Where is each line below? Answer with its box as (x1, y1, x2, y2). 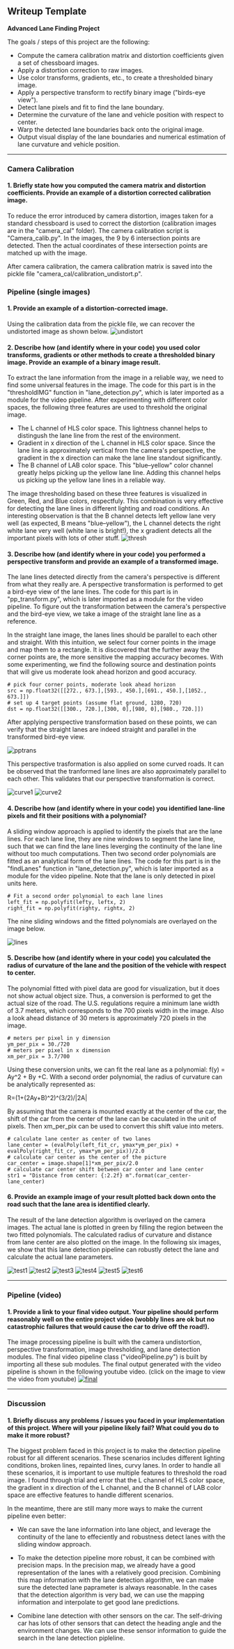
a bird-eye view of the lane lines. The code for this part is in (7, 587, 179, 596)
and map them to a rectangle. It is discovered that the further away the (7, 645, 210, 654)
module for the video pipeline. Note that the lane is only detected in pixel (7, 871, 216, 880)
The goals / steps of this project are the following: (7, 38, 150, 46)
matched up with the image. (7, 248, 88, 257)
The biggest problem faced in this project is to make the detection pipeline (7, 1447, 221, 1455)
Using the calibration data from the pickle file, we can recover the (7, 320, 195, 329)
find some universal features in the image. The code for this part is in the (7, 381, 216, 389)
